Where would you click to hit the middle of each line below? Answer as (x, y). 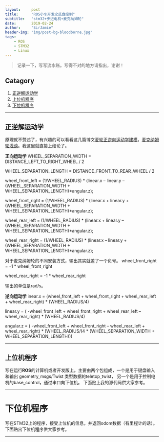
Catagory (20, 81)
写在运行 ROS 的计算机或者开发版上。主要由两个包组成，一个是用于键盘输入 (80, 370)
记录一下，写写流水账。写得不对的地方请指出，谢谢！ (71, 65)
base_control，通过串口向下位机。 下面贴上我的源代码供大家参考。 (81, 382)
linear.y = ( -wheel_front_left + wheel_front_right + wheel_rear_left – (73, 311)
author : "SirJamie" (29, 28)
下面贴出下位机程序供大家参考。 (37, 429)
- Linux (21, 50)
